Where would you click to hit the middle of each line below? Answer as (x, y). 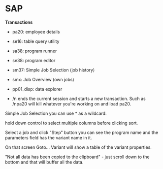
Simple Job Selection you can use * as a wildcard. (56, 113)
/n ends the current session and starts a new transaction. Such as (79, 99)
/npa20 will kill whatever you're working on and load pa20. (72, 103)
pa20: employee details (36, 32)
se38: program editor (34, 60)
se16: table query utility (36, 41)
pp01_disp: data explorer (37, 89)
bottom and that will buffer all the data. (44, 162)
